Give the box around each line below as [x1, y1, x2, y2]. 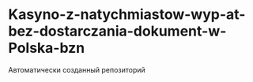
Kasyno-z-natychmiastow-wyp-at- [8, 6, 246, 24]
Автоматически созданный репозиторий [8, 65, 146, 74]
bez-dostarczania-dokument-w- [8, 22, 227, 40]
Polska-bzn [8, 39, 85, 57]
